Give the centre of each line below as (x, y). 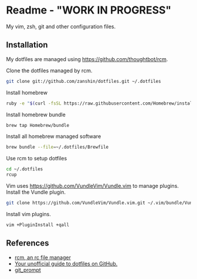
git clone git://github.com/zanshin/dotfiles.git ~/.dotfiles (84, 81)
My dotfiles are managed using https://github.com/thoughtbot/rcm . (87, 59)
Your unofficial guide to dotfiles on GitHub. (66, 263)
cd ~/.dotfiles (25, 169)
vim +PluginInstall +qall (38, 225)
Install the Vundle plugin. (36, 192)
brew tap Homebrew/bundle (38, 125)
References (28, 243)
